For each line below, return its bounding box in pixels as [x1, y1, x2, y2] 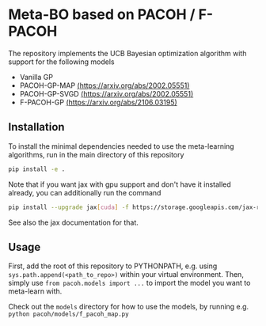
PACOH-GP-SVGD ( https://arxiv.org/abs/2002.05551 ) [19, 89, 194, 98]
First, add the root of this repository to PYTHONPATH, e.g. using [8, 261, 218, 271]
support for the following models [8, 57, 115, 66]
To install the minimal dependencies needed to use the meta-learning [8, 141, 235, 151]
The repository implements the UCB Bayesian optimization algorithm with [8, 48, 247, 58]
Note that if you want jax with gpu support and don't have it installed [8, 180, 231, 189]
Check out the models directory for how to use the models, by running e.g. [8, 302, 249, 312]
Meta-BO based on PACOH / [8, 6, 196, 24]
